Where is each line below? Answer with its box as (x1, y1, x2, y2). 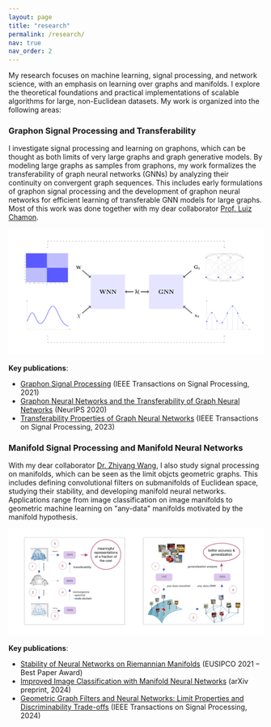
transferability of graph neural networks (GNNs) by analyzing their (8, 169, 229, 179)
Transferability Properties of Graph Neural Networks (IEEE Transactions (19, 413, 259, 423)
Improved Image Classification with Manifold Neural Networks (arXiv (19, 677, 249, 686)
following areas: (8, 105, 62, 115)
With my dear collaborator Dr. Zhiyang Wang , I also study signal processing (8, 460, 260, 470)
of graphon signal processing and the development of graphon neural (8, 186, 240, 196)
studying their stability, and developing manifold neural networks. (8, 486, 227, 496)
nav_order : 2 (8, 47, 53, 56)
